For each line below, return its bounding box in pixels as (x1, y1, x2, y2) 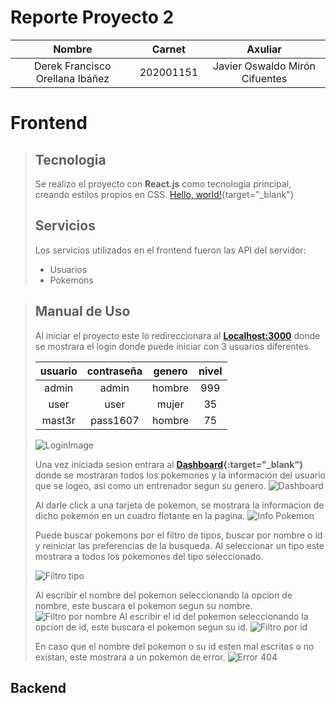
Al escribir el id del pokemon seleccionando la (118, 610, 309, 622)
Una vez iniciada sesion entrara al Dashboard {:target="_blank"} (34, 458, 304, 470)
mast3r (41, 413, 76, 427)
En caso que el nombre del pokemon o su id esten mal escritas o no (34, 640, 315, 652)
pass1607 (90, 413, 140, 427)
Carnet (151, 42, 186, 56)
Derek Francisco (33, 59, 112, 73)
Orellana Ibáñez (35, 71, 110, 85)
